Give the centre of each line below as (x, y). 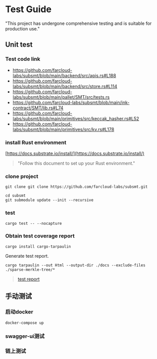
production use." (22, 28)
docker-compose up (24, 323)
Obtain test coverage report (40, 236)
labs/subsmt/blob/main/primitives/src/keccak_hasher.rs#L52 (76, 118)
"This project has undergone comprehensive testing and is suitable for (78, 23)
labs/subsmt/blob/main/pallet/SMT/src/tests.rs (61, 97)
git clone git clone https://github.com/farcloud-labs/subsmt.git (76, 187)
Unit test (19, 45)
